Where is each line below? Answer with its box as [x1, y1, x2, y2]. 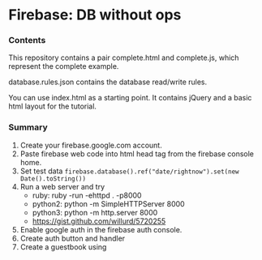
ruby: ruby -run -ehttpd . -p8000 [32, 190, 142, 200]
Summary [8, 121, 49, 133]
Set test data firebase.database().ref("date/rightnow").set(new [19, 166, 239, 176]
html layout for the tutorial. [8, 101, 97, 111]
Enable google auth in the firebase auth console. [19, 224, 183, 234]
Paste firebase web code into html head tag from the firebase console [19, 148, 254, 159]
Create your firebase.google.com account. [19, 140, 162, 150]
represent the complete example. [8, 62, 119, 71]
